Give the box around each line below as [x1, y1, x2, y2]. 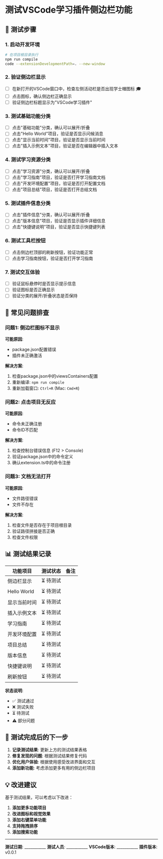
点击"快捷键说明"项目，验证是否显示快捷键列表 [12, 224, 106, 230]
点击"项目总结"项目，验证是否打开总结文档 [12, 186, 97, 192]
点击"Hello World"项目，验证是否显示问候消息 [12, 131, 103, 136]
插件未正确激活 [12, 353, 42, 358]
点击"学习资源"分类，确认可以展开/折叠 [12, 168, 90, 174]
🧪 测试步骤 [5, 25, 36, 34]
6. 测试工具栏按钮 [5, 237, 46, 244]
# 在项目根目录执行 [5, 52, 39, 57]
